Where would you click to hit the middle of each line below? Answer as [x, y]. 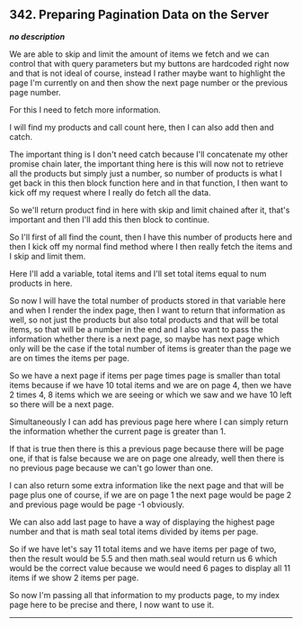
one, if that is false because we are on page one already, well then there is [147, 458]
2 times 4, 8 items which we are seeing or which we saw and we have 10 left [151, 395]
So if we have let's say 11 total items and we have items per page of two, [143, 549]
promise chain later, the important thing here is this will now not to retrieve [147, 164]
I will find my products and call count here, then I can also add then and [142, 127]
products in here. [41, 283]
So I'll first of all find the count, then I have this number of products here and [151, 237]
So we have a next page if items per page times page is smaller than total [145, 375]
